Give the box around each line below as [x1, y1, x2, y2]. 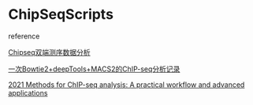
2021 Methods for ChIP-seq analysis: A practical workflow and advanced [8, 80, 245, 89]
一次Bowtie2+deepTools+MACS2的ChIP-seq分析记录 [8, 64, 180, 74]
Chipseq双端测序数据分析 [8, 47, 91, 56]
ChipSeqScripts [8, 5, 114, 24]
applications [8, 88, 48, 97]
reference [8, 31, 40, 41]
